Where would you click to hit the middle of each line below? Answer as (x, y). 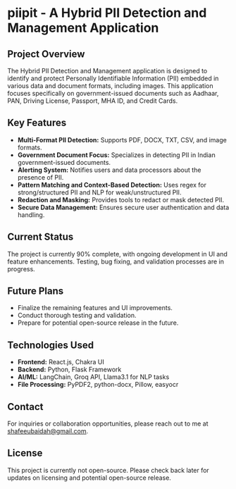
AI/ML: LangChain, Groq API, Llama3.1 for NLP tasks (93, 377)
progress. (21, 268)
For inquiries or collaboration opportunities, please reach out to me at (108, 423)
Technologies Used (50, 345)
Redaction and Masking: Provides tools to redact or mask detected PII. (120, 199)
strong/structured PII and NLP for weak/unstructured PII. (99, 192)
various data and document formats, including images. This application (110, 86)
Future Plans (36, 291)
